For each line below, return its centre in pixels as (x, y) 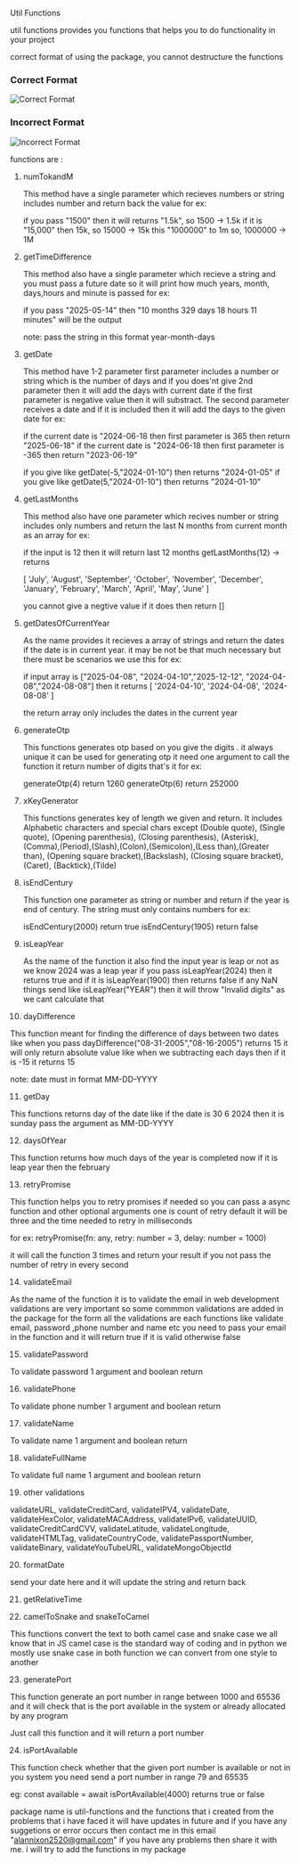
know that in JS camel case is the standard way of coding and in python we (149, 1643)
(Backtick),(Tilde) (85, 865)
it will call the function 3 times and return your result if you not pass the (141, 1254)
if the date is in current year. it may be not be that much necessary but (152, 650)
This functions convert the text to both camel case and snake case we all (144, 1633)
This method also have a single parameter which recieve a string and (149, 274)
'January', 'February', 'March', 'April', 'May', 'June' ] (116, 588)
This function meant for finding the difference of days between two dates (145, 1034)
